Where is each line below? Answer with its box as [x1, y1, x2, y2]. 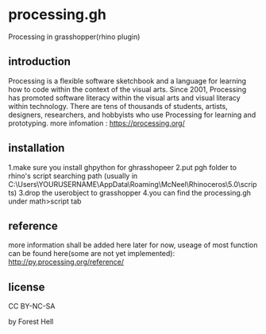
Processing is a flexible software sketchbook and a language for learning [8, 76, 247, 85]
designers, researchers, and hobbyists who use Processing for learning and [8, 110, 256, 119]
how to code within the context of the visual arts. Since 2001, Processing [8, 84, 247, 94]
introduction [8, 55, 71, 68]
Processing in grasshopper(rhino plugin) [8, 32, 141, 41]
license [8, 280, 45, 293]
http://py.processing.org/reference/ [8, 257, 125, 267]
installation [8, 142, 65, 155]
